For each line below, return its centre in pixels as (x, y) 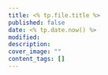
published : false (37, 23)
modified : (24, 37)
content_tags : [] (37, 59)
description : (30, 45)
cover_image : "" (35, 52)
